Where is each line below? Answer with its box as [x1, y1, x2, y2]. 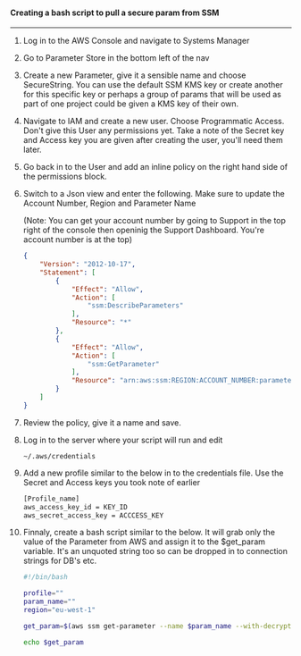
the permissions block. [22, 171, 107, 182]
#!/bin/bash [22, 573, 68, 582]
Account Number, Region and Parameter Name [22, 198, 196, 209]
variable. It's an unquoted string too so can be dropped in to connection [22, 546, 288, 557]
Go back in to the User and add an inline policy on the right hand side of [22, 162, 288, 172]
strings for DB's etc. [22, 555, 97, 567]
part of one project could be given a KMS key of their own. [22, 98, 239, 109]
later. [22, 144, 43, 156]
